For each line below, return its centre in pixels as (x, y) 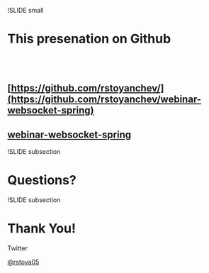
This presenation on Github (89, 39)
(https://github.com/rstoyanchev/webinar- (104, 100)
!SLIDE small (26, 10)
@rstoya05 (23, 262)
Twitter (18, 248)
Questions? (42, 180)
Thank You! (42, 229)
